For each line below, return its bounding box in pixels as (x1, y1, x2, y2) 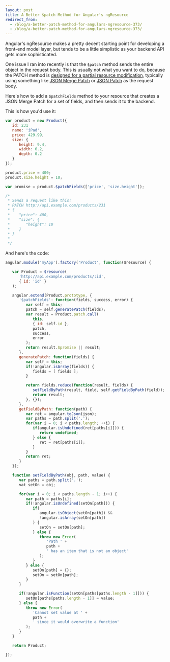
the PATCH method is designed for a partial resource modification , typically (5, 72, 163, 78)
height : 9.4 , (18, 142, 47, 147)
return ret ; (25, 454, 51, 459)
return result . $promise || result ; (25, 345, 101, 350)
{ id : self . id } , (32, 321, 70, 326)
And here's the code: (5, 250, 49, 256)
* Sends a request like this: (7, 198, 72, 203)
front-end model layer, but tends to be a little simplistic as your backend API (5, 46, 164, 52)
